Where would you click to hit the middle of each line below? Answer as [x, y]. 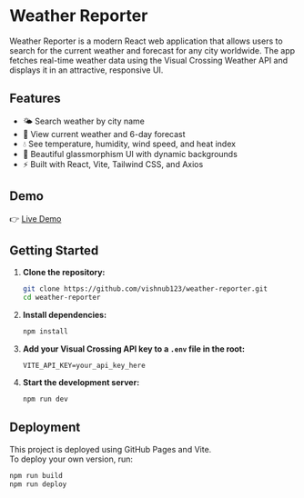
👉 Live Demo [35, 218]
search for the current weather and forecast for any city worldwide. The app [152, 50]
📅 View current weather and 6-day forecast [104, 134]
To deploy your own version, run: [71, 459]
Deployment [45, 428]
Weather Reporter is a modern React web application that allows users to [147, 41]
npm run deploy [38, 484]
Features [35, 99]
